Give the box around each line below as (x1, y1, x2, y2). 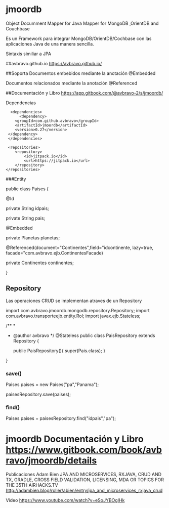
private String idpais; (6, 205, 50, 211)
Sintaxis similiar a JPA (6, 51, 52, 57)
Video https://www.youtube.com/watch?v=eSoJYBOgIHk (6, 497, 125, 503)
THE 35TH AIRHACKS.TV (6, 482, 58, 488)
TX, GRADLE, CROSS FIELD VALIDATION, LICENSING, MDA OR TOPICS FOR (6, 477, 164, 483)
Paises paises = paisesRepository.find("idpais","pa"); (6, 415, 116, 421)
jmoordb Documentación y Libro (6, 433, 144, 445)
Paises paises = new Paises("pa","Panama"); (6, 382, 99, 388)
